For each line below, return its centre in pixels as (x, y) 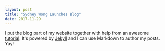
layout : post (19, 10)
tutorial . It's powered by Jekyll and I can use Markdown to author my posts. (83, 38)
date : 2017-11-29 (23, 19)
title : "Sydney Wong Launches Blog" (43, 14)
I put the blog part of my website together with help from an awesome (77, 33)
